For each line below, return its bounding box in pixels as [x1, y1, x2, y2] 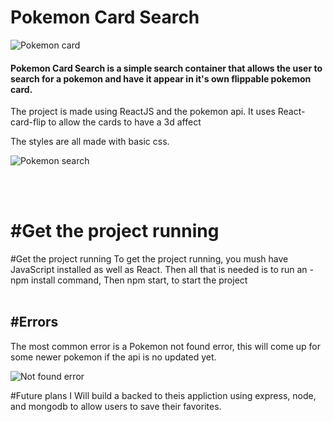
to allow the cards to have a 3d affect [48, 116, 202, 128]
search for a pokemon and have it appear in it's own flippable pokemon [10, 72, 312, 85]
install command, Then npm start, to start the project [31, 274, 248, 286]
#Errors [10, 314, 59, 331]
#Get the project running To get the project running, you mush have [10, 253, 289, 265]
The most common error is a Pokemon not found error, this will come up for [10, 340, 321, 352]
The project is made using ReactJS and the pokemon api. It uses [10, 106, 276, 118]
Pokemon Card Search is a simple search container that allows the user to [10, 62, 323, 74]
